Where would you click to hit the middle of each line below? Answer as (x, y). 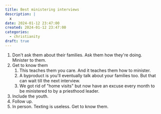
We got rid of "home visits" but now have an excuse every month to (87, 86)
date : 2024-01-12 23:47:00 (32, 23)
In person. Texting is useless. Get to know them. (60, 106)
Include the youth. (30, 96)
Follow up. (22, 101)
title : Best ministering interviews (42, 9)
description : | (20, 14)
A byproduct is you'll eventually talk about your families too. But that (88, 75)
